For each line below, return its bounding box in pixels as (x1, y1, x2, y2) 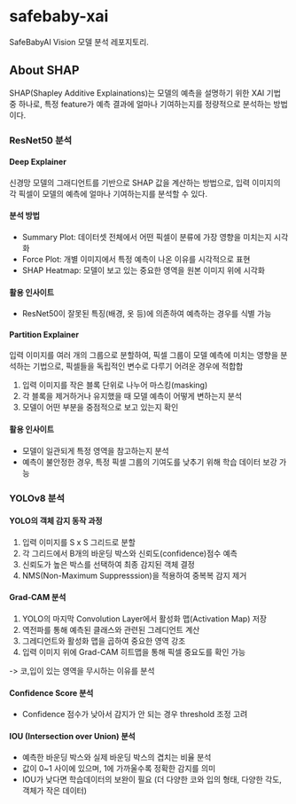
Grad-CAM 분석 (9, 592, 66, 603)
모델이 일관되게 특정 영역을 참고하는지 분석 (21, 445, 170, 456)
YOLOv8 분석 (9, 492, 65, 504)
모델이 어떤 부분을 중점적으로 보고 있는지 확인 (21, 402, 179, 413)
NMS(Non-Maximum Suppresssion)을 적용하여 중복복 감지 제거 (21, 570, 247, 581)
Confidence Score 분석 (9, 687, 94, 698)
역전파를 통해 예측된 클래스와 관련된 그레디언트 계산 (21, 625, 200, 636)
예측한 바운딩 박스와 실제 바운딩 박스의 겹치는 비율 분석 (21, 752, 212, 763)
